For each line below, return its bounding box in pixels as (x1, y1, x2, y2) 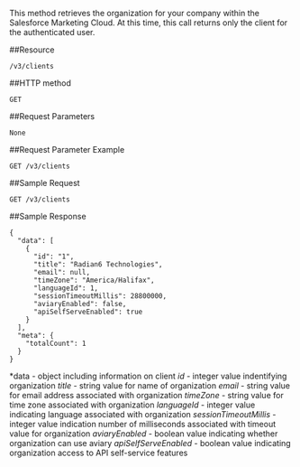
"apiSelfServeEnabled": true (32, 307, 143, 316)
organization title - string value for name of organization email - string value (9, 380, 291, 391)
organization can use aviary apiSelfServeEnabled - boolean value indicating (9, 438, 291, 448)
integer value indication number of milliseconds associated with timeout (9, 419, 277, 429)
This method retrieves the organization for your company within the (9, 8, 259, 18)
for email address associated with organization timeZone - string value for (9, 390, 284, 400)
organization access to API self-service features (9, 447, 188, 458)
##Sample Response (9, 211, 87, 221)
